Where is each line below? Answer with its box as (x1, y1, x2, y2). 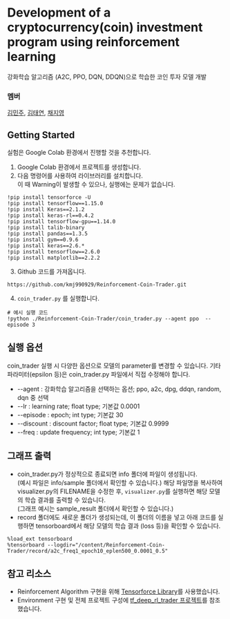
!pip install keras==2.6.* (7, 242, 85, 249)
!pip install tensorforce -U (7, 194, 91, 201)
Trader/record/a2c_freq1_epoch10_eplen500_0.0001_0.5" (7, 547, 169, 554)
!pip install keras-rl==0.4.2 (7, 212, 95, 219)
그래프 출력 (7, 450, 52, 462)
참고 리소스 (7, 568, 52, 580)
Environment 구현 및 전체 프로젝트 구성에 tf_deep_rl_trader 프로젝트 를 (17, 596, 208, 604)
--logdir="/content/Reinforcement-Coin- (47, 541, 166, 549)
